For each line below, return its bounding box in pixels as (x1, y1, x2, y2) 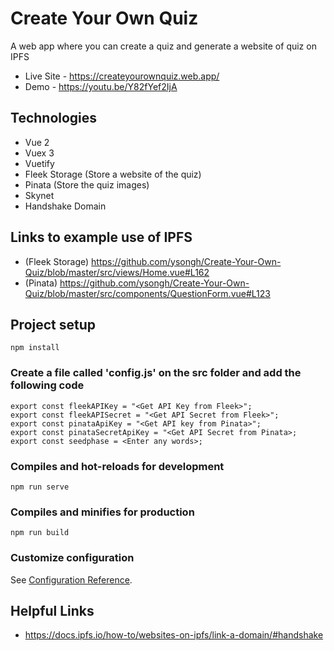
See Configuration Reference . (10, 573, 133, 586)
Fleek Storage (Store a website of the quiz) (24, 168, 202, 180)
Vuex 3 (24, 147, 55, 159)
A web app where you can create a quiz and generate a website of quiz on (10, 40, 317, 52)
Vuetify (24, 157, 55, 169)
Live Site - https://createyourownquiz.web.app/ (24, 70, 220, 82)
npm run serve (10, 482, 70, 492)
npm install (10, 343, 60, 353)
